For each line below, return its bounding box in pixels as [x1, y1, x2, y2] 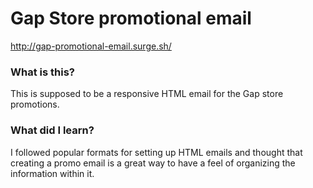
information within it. [10, 167, 95, 179]
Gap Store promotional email [10, 7, 252, 30]
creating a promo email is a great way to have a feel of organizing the [10, 157, 296, 169]
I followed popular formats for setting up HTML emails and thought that [10, 146, 303, 158]
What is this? [10, 65, 75, 79]
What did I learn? [10, 123, 95, 137]
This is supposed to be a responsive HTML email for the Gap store [10, 88, 284, 100]
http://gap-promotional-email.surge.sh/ [10, 40, 172, 52]
